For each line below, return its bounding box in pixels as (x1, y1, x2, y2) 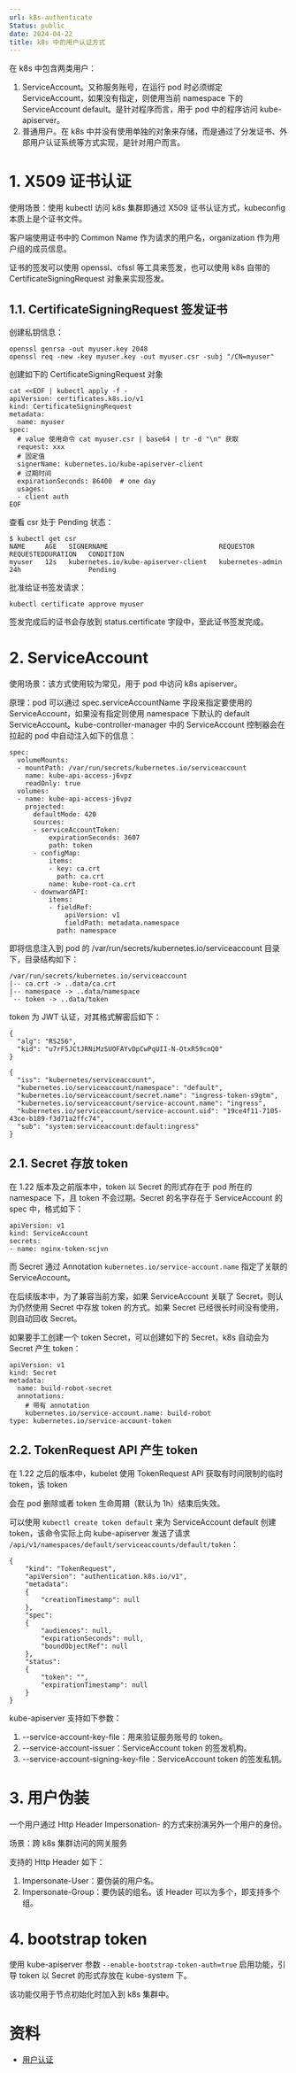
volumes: (17, 786, 49, 795)
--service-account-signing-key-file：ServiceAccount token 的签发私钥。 (21, 1753, 287, 1764)
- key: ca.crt (48, 864, 101, 873)
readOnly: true (25, 778, 81, 788)
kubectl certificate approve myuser (9, 599, 144, 608)
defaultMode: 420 (32, 809, 97, 819)
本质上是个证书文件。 (9, 213, 87, 224)
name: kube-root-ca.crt (48, 879, 137, 888)
